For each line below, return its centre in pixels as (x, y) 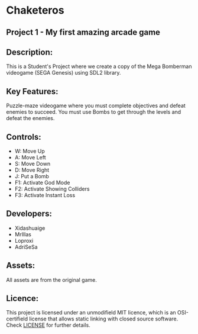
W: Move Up (30, 151)
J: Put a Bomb (32, 176)
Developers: (29, 214)
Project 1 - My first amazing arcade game (83, 32)
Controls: (24, 137)
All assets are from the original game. (52, 280)
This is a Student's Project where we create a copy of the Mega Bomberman (99, 66)
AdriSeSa (26, 247)
